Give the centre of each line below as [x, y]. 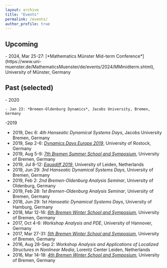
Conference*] [130, 56]
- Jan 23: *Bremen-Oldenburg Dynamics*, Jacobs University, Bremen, [78, 109]
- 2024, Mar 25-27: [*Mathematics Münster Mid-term [60, 56]
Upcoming [22, 44]
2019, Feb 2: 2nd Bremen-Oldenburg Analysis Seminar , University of [83, 180]
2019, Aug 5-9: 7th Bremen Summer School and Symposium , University [86, 154]
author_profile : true [28, 24]
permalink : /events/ [27, 19]
